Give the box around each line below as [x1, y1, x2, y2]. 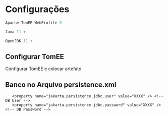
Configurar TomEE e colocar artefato [5, 66, 82, 72]
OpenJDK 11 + [5, 38, 33, 43]
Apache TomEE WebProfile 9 [5, 20, 62, 25]
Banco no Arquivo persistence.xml [5, 80, 117, 89]
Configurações [5, 4, 70, 15]
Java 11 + [5, 29, 26, 34]
